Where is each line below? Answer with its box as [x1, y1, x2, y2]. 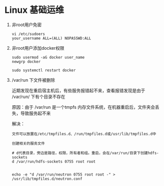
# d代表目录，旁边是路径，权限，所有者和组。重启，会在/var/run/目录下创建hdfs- [11, 151, 159, 155]
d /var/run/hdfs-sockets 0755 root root [11, 159, 96, 164]
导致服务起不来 [20, 110, 51, 116]
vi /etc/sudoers [11, 31, 45, 36]
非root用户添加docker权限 [11, 45, 64, 51]
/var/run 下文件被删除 [11, 77, 55, 83]
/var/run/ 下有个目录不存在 [11, 93, 66, 99]
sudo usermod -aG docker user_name [11, 55, 85, 60]
